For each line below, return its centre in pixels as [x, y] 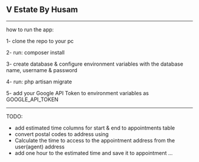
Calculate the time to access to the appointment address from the [95, 140]
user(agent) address [40, 147]
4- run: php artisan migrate [39, 82]
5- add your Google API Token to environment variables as [78, 93]
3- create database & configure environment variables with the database [95, 64]
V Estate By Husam [42, 10]
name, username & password [42, 70]
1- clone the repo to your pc [40, 41]
